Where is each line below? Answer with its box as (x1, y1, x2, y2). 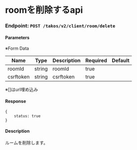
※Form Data (5, 45, 30, 52)
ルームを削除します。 (5, 140, 48, 146)
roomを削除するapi (5, 4, 83, 16)
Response (5, 98, 26, 104)
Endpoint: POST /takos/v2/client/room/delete (5, 23, 116, 30)
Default (111, 57, 130, 64)
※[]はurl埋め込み (5, 87, 38, 92)
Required (85, 57, 107, 64)
